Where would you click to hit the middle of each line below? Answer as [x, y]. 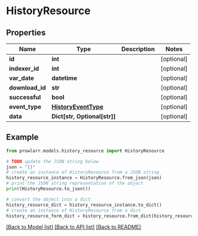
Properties [26, 33]
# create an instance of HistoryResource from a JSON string [83, 172]
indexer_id [24, 69]
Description [138, 49]
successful [25, 97]
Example [22, 137]
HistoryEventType [77, 107]
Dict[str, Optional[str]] [84, 116]
